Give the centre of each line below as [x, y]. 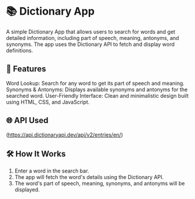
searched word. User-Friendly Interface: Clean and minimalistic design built [97, 95]
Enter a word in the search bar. [52, 171]
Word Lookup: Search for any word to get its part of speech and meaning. [95, 83]
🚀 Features [26, 69]
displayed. [27, 190]
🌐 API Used [27, 120]
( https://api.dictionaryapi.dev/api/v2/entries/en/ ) [65, 135]
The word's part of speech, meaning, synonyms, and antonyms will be [100, 184]
